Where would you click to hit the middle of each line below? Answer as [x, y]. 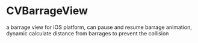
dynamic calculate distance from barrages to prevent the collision [88, 33]
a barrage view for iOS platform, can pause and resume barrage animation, [99, 27]
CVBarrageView [47, 11]
